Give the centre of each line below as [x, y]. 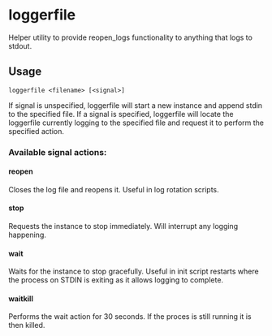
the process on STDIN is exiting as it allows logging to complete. [116, 280]
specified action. [37, 131]
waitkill [21, 299]
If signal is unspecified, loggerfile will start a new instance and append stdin [135, 105]
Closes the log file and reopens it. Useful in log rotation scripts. [114, 189]
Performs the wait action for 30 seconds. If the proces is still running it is [130, 317]
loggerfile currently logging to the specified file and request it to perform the [136, 123]
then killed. [27, 325]
